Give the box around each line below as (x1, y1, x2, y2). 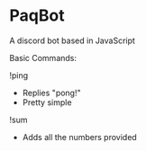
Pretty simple (22, 96, 72, 108)
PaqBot (9, 5, 65, 26)
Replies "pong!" (22, 87, 81, 98)
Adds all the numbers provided (22, 131, 137, 142)
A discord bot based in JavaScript (9, 35, 135, 46)
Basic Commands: (9, 52, 78, 63)
